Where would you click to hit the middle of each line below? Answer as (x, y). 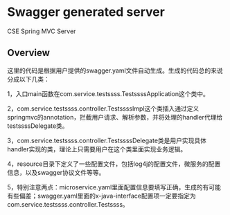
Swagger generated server (86, 12)
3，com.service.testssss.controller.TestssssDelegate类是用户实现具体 (107, 140)
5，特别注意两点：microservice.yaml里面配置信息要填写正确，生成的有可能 (114, 187)
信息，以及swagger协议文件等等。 (56, 172)
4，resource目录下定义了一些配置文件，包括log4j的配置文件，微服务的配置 (114, 164)
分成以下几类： (28, 79)
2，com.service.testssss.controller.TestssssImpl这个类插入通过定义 (103, 109)
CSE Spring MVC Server (42, 31)
